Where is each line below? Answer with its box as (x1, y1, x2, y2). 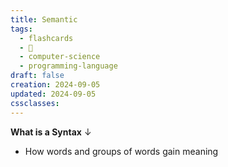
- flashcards (19, 33, 74, 43)
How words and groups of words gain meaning (24, 145, 219, 157)
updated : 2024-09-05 (10, 89, 97, 99)
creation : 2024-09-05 (10, 80, 101, 90)
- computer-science (19, 52, 101, 62)
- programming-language (19, 61, 118, 71)
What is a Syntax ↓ (10, 126, 92, 138)
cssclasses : (10, 98, 60, 108)
